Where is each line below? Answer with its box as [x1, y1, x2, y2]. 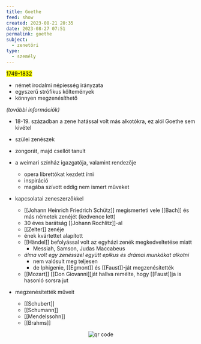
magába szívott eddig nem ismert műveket [23, 183, 130, 190]
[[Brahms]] [23, 319, 51, 326]
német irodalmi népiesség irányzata [14, 82, 103, 89]
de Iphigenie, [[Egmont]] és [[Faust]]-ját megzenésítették [32, 264, 175, 271]
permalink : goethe [6, 31, 52, 37]
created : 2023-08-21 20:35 [6, 20, 74, 26]
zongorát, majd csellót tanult [14, 147, 86, 154]
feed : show [6, 14, 34, 20]
